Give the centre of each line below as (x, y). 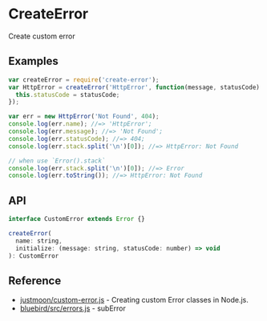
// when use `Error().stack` (57, 161)
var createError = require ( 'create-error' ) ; (84, 80)
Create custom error (42, 36)
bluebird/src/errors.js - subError (73, 308)
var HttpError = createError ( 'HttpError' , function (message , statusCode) (134, 87)
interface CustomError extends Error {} (77, 219)
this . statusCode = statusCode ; (68, 94)
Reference (35, 281)
